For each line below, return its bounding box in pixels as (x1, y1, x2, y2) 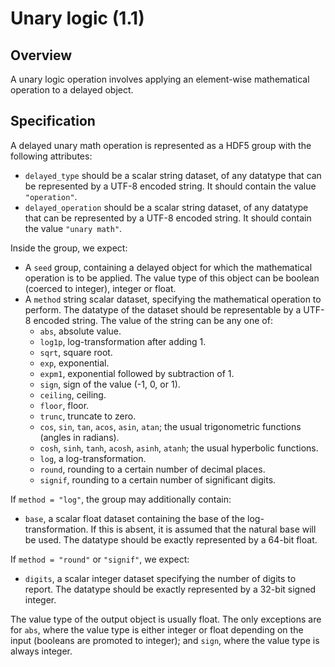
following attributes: (10, 150, 93, 162)
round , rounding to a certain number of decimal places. (39, 463, 266, 475)
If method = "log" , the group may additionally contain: (10, 493, 232, 505)
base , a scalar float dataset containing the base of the (24, 512, 246, 524)
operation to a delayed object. (10, 84, 134, 96)
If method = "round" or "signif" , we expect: (10, 553, 190, 565)
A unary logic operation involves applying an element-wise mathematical (10, 73, 310, 85)
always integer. (10, 645, 73, 657)
